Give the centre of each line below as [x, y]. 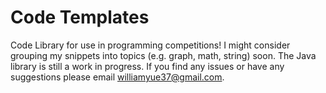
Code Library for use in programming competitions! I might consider [150, 45]
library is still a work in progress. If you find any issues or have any [147, 66]
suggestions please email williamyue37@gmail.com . [117, 77]
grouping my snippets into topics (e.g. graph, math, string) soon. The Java [163, 55]
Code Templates [80, 17]
